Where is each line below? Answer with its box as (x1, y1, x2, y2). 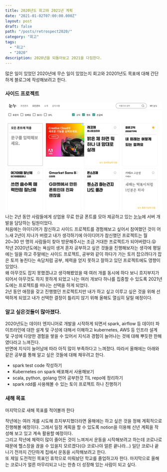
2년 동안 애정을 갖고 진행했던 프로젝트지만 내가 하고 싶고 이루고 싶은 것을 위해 (5, 288, 156, 294)
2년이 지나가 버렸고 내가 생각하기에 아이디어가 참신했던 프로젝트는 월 (14, 233, 148, 238)
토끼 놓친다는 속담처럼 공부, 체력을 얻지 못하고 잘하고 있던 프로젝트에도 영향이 (10, 257, 161, 263)
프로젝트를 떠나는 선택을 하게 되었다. (18, 282, 89, 288)
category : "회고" (5, 34, 39, 39)
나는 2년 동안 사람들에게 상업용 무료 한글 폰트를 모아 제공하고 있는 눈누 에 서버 (5, 214, 156, 220)
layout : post (5, 18, 32, 23)
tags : (5, 40, 16, 45)
